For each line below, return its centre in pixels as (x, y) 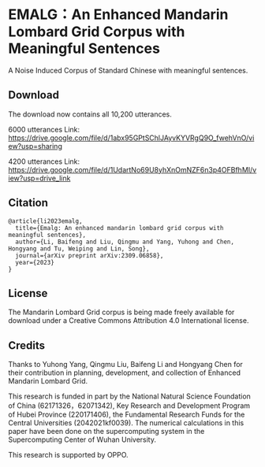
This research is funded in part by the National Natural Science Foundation (129, 396)
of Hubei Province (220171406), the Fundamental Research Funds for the (127, 415)
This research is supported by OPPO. (68, 455)
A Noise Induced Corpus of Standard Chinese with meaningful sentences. (128, 70)
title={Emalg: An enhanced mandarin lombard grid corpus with (119, 228)
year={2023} (35, 262)
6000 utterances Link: (44, 129)
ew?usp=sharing (35, 146)
